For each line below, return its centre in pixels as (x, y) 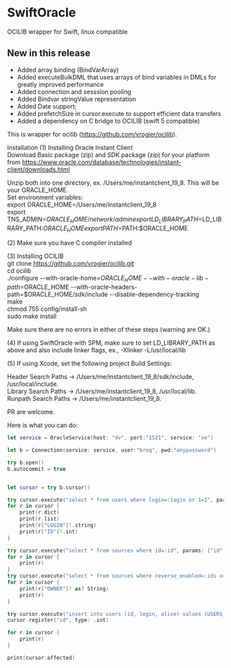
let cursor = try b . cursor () (49, 487)
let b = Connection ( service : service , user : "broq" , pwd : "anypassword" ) (112, 450)
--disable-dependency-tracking (154, 295)
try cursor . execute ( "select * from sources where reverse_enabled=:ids (112, 576)
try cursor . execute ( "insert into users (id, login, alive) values (104, 614)
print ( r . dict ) (40, 513)
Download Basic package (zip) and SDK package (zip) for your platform (108, 154)
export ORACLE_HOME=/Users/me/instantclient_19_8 (82, 205)
